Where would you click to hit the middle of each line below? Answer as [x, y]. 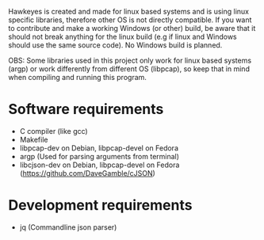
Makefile [34, 139]
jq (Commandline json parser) [68, 227]
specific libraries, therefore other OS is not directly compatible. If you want [130, 20]
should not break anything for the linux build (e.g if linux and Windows [122, 36]
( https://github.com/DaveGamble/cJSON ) [88, 173]
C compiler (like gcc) [54, 131]
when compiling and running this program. [77, 77]
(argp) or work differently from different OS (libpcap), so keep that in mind [129, 69]
